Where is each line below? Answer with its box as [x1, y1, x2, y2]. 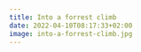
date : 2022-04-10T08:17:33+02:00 [9, 21, 133, 30]
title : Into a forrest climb [9, 12, 117, 22]
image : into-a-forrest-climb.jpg [9, 29, 133, 38]
